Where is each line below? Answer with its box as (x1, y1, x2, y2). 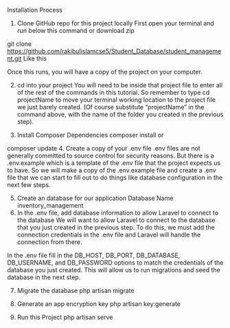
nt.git (7, 54, 22, 63)
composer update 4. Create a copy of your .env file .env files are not (7, 144, 200, 152)
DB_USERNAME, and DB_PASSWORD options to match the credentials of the (7, 259, 224, 267)
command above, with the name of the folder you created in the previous (16, 110, 224, 118)
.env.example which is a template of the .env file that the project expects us (7, 159, 221, 167)
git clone (7, 40, 32, 47)
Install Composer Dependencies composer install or (16, 131, 164, 139)
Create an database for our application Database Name (16, 194, 174, 202)
